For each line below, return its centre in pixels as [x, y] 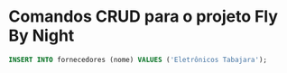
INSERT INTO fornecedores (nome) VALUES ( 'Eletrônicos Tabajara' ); [138, 59]
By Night [42, 36]
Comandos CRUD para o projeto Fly [143, 17]
